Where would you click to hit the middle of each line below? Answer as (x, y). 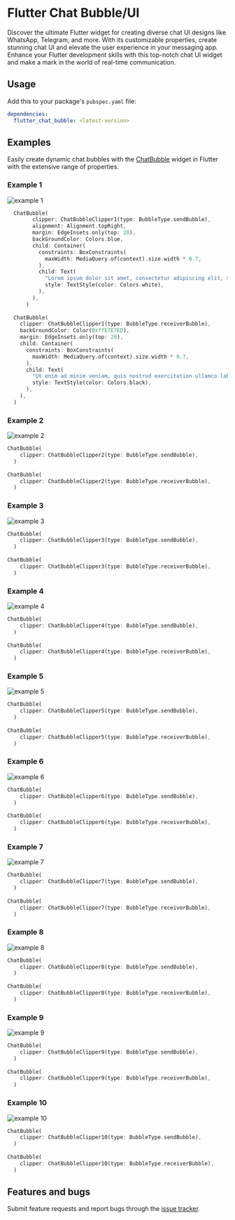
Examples (29, 142)
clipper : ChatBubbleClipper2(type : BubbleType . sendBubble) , (109, 455)
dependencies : (28, 114)
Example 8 (26, 932)
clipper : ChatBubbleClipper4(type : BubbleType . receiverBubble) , (115, 652)
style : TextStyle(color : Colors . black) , (92, 383)
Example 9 (26, 1017)
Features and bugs (49, 1192)
